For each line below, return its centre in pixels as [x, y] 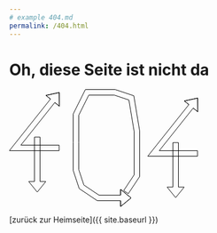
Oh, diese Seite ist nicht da [109, 70]
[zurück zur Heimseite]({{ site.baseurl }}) [84, 220]
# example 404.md [41, 17]
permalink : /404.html [49, 26]
